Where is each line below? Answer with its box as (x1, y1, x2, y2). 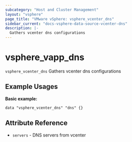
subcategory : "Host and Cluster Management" (5, 7, 99, 12)
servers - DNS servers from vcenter (12, 132, 86, 138)
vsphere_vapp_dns (5, 52, 84, 63)
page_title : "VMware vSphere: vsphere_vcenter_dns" (5, 16, 114, 21)
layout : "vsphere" (5, 12, 43, 17)
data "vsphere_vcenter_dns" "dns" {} (5, 105, 83, 110)
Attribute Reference (5, 119, 68, 127)
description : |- (5, 26, 39, 31)
